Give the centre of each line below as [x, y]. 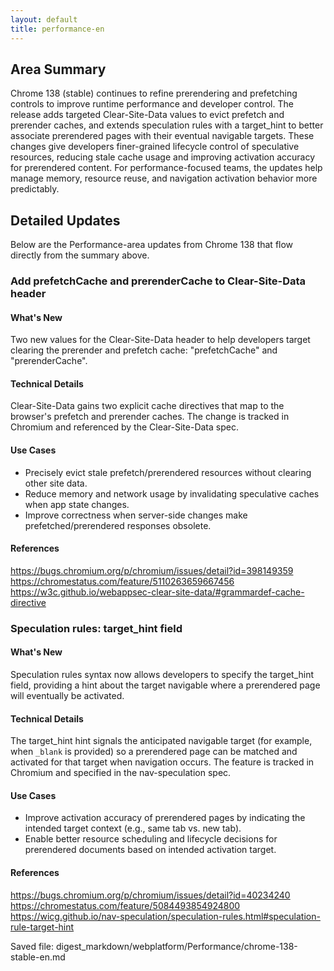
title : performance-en [57, 29]
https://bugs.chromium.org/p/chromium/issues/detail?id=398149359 [152, 570]
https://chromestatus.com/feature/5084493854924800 [125, 905]
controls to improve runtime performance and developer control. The [152, 104]
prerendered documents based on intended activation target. [150, 850]
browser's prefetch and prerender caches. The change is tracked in [150, 417]
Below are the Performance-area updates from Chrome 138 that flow [152, 245]
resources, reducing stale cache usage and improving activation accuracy [163, 157]
